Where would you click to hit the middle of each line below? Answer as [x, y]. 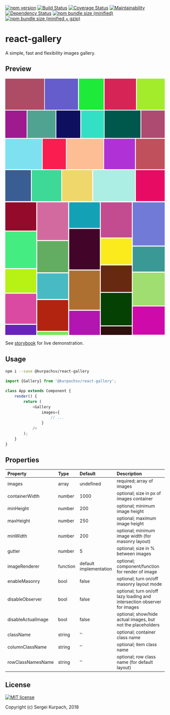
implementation [96, 569]
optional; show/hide [137, 614]
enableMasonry [24, 581]
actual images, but [136, 619]
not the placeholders [138, 625]
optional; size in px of [139, 493]
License [18, 685]
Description [129, 474]
